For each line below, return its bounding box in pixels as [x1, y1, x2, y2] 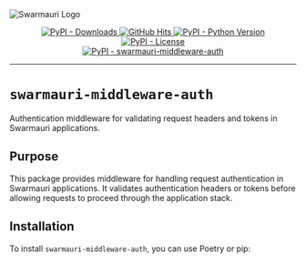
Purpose [9, 149, 59, 165]
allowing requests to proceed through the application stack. [9, 192, 233, 203]
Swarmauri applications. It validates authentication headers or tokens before [9, 182, 296, 194]
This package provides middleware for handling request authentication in [9, 173, 284, 184]
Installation [9, 218, 75, 235]
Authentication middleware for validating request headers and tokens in [9, 113, 278, 124]
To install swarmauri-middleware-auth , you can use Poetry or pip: [9, 243, 251, 254]
